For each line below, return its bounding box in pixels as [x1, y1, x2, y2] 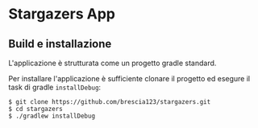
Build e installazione [8, 37, 112, 51]
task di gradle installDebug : [8, 82, 102, 92]
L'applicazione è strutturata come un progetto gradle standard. [8, 58, 217, 68]
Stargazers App [8, 5, 115, 23]
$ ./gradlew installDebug [8, 112, 95, 120]
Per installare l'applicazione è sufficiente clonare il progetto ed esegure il [8, 74, 251, 83]
